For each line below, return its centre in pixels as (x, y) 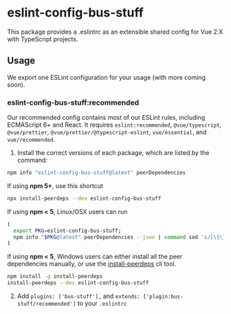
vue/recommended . (31, 140)
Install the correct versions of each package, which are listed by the (113, 153)
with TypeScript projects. (43, 39)
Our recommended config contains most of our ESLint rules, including (106, 118)
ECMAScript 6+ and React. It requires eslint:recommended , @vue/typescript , (114, 125)
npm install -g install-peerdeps (55, 277)
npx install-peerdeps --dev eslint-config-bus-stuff (84, 198)
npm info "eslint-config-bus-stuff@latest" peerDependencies (97, 173)
